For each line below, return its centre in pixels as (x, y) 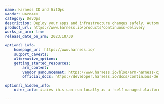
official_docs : (38, 77)
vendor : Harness (21, 14)
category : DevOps (23, 18)
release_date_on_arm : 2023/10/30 (39, 37)
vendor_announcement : (45, 72)
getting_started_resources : (42, 63)
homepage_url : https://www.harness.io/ (54, 50)
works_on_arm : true (25, 32)
